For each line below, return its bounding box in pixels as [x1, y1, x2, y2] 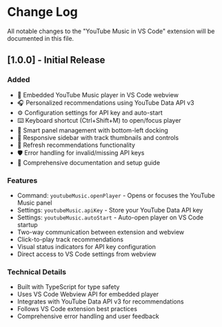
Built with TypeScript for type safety [17, 283, 120, 291]
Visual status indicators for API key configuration [17, 242, 157, 250]
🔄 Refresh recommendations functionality [17, 141, 136, 149]
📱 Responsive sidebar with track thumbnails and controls [17, 133, 179, 141]
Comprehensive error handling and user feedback [17, 312, 160, 321]
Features [7, 175, 38, 185]
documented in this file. [7, 34, 74, 42]
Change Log [7, 4, 78, 20]
